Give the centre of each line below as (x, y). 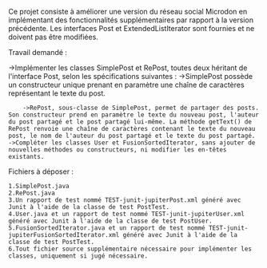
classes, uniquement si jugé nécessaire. (78, 256)
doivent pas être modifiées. (53, 37)
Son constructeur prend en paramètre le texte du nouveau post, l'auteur (134, 115)
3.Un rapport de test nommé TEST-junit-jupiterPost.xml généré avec (125, 200)
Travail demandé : (38, 52)
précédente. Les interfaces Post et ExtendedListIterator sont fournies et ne (132, 28)
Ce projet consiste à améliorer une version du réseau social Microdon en (128, 12)
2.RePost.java (32, 193)
